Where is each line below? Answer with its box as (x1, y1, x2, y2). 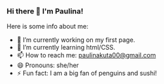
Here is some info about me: (6, 22, 89, 31)
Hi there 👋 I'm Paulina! (6, 6, 84, 16)
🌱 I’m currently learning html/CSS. (16, 43, 115, 52)
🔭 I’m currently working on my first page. (16, 36, 135, 44)
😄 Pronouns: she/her (16, 61, 79, 69)
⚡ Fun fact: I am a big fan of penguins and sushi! (16, 69, 158, 78)
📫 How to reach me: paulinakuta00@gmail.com (16, 51, 156, 59)
